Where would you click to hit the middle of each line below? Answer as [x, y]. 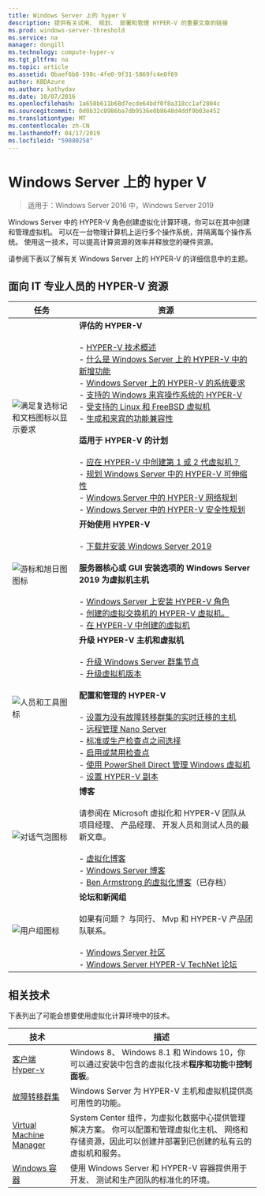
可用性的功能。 [98, 1103]
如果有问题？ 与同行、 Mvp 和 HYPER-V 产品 [162, 919]
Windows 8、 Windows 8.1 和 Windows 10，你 [158, 1053]
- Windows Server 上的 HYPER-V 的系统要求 [162, 383]
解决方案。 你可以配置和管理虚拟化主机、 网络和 [159, 1130]
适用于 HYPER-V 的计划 [123, 441]
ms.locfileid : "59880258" [50, 140]
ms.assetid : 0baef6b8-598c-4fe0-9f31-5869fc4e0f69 [93, 74]
